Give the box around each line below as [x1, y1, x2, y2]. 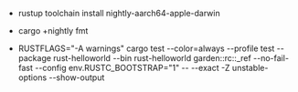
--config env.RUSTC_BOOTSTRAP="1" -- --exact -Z [35, 63, 230, 73]
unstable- [231, 63, 269, 73]
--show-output [48, 72, 105, 83]
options [17, 72, 48, 83]
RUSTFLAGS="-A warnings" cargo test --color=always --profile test [17, 43, 275, 54]
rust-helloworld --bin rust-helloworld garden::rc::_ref [53, 53, 251, 63]
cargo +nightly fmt [17, 26, 89, 36]
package [17, 53, 52, 63]
